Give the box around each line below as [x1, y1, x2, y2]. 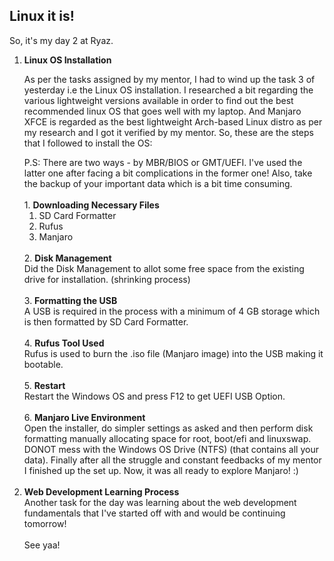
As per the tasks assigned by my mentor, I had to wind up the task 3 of [23, 73, 316, 85]
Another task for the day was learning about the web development [23, 496, 297, 508]
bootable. [23, 358, 64, 370]
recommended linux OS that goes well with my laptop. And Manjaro [23, 105, 302, 117]
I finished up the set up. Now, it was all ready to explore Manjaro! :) [23, 464, 299, 476]
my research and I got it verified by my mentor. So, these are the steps [23, 126, 314, 138]
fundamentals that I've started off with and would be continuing [23, 507, 286, 519]
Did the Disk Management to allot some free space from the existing [23, 262, 305, 274]
